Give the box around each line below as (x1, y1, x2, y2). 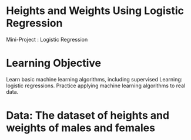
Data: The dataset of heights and (6, 109, 169, 122)
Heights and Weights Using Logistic (6, 4, 184, 18)
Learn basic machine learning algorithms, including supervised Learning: (6, 76, 183, 83)
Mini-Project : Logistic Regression (6, 36, 88, 43)
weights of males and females (6, 121, 156, 135)
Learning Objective (6, 57, 102, 70)
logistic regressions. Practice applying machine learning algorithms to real (6, 82, 186, 89)
